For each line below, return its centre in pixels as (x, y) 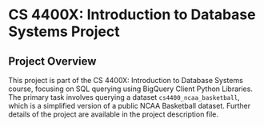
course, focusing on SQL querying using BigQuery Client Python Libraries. (131, 89)
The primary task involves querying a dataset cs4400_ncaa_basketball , (124, 97)
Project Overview (52, 61)
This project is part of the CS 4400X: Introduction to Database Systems (126, 80)
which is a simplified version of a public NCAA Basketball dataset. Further (130, 106)
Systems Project (64, 32)
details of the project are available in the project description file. (113, 114)
